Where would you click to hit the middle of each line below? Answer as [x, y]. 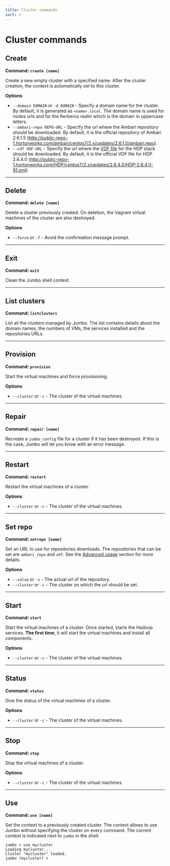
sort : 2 [13, 15]
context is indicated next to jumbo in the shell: [52, 836]
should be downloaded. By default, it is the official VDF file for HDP [82, 154]
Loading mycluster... [28, 850]
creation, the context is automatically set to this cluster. [63, 86]
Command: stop [22, 753]
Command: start [23, 618]
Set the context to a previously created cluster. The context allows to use [81, 825]
